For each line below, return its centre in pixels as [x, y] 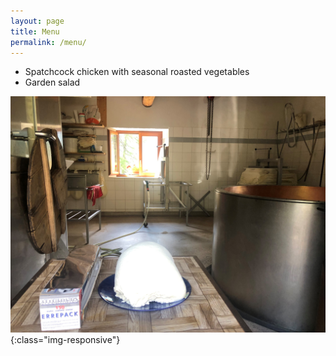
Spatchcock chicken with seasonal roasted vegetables [137, 72]
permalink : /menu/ [48, 42]
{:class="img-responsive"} [65, 340]
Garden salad [52, 82]
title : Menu [35, 31]
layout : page [37, 21]
